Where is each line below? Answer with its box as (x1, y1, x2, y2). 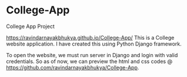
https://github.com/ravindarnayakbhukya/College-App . (6, 64, 139, 71)
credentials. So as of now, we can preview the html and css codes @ (6, 58, 172, 65)
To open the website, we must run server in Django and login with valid (6, 51, 178, 58)
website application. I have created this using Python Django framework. (6, 40, 182, 47)
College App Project (6, 23, 55, 30)
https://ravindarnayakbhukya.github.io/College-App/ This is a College (6, 34, 175, 41)
